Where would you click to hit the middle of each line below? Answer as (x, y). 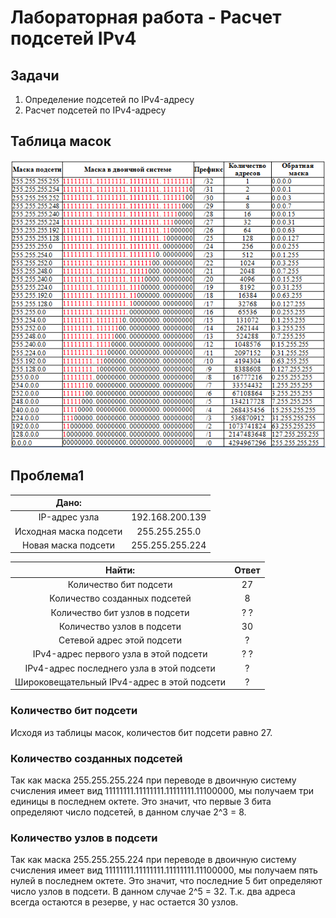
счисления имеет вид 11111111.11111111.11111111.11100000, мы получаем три (162, 791)
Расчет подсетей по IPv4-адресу (95, 110)
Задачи (35, 75)
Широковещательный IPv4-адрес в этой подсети (120, 682)
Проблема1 (47, 476)
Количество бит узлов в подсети (120, 612)
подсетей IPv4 (73, 38)
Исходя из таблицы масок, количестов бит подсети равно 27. (141, 732)
